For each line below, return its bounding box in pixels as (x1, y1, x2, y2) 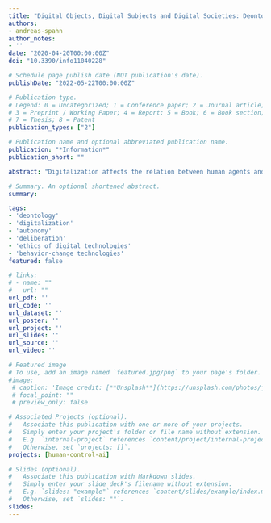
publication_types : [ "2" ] (8, 123, 95, 132)
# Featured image (8, 361, 67, 369)
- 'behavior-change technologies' (8, 249, 125, 257)
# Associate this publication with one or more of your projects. (8, 420, 244, 429)
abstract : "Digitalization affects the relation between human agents (8, 167, 251, 176)
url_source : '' (8, 339, 60, 347)
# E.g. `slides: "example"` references (8, 487, 150, 496)
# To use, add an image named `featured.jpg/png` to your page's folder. (8, 368, 262, 376)
